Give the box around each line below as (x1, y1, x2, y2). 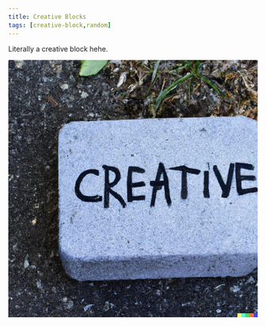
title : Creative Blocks (8, 13, 87, 21)
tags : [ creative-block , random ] (8, 21, 112, 29)
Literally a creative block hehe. (8, 44, 108, 53)
